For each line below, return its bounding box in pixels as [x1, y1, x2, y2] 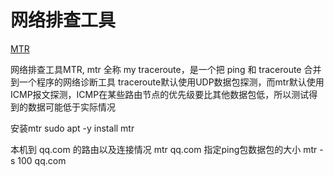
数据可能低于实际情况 [27, 101, 116, 113]
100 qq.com [17, 154, 67, 166]
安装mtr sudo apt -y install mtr [10, 122, 135, 134]
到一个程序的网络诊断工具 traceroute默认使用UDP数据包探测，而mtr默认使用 [10, 76, 325, 88]
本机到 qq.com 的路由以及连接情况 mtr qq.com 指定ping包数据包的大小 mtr [10, 143, 318, 155]
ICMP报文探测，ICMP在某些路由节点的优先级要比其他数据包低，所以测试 [10, 88, 310, 100]
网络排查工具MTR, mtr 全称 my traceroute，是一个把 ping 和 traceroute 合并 [10, 63, 322, 75]
